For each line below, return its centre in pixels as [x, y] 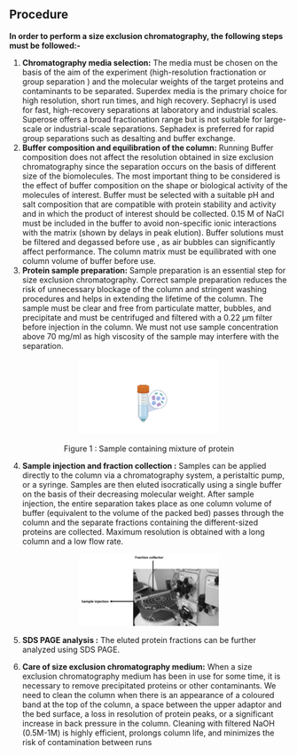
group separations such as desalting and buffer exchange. [129, 138]
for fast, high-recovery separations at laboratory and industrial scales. [150, 109]
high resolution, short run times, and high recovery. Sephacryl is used [149, 100]
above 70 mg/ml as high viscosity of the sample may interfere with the [150, 336]
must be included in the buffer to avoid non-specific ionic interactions [149, 223]
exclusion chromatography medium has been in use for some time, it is [151, 676]
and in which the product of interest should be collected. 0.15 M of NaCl [153, 213]
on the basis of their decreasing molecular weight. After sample [138, 494]
